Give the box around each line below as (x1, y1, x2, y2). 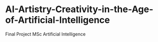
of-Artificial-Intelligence (5, 14, 110, 26)
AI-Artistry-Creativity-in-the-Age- (5, 4, 153, 15)
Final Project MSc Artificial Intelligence (5, 31, 86, 37)
